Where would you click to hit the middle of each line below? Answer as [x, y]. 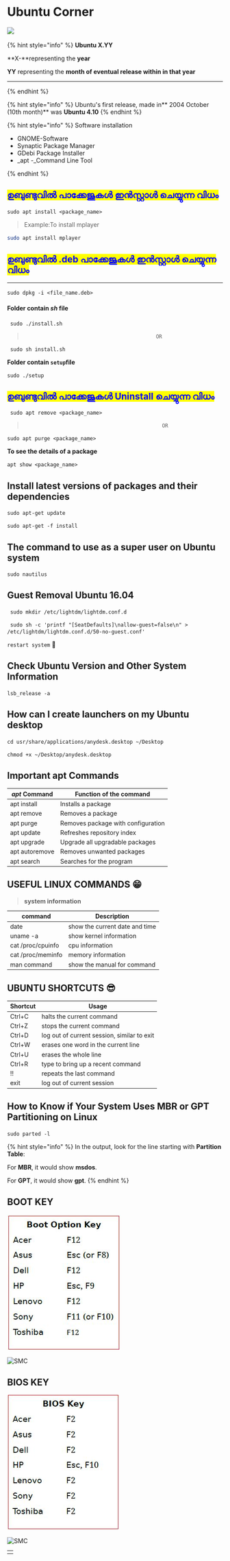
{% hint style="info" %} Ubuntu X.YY [60, 45]
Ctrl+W [20, 1045]
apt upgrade [27, 842]
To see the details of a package [52, 451]
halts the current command [79, 1016]
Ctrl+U [20, 1054]
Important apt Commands [63, 775]
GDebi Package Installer [51, 153]
